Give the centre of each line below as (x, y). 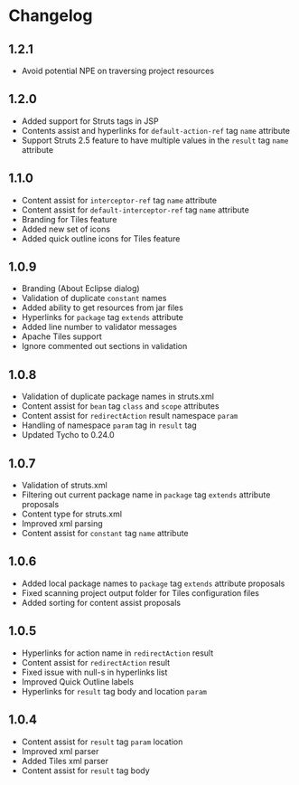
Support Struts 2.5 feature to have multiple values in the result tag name (155, 140)
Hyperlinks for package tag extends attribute (103, 317)
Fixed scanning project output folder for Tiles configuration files (140, 592)
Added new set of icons (65, 229)
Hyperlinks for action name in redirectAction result (117, 653)
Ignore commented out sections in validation (104, 346)
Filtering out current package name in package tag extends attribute (146, 495)
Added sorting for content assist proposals (101, 602)
